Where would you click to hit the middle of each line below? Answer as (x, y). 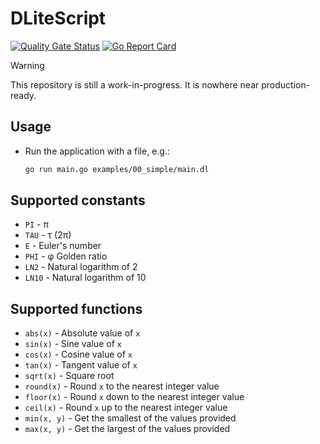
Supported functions (76, 308)
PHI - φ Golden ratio (66, 256)
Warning (27, 65)
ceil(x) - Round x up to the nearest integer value (126, 408)
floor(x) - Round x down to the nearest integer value (134, 397)
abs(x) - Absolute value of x (82, 333)
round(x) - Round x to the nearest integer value (122, 386)
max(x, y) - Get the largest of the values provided (127, 429)
